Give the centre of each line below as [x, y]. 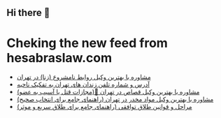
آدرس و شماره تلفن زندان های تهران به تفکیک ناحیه [83, 84]
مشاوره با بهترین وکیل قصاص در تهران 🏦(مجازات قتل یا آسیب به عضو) [108, 92]
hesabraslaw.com [59, 58]
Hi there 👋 [28, 13]
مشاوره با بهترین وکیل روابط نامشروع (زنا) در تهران [84, 77]
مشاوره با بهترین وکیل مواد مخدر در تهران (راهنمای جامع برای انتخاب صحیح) [115, 99]
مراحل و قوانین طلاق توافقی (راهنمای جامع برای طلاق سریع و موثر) [105, 107]
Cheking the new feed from [87, 43]
